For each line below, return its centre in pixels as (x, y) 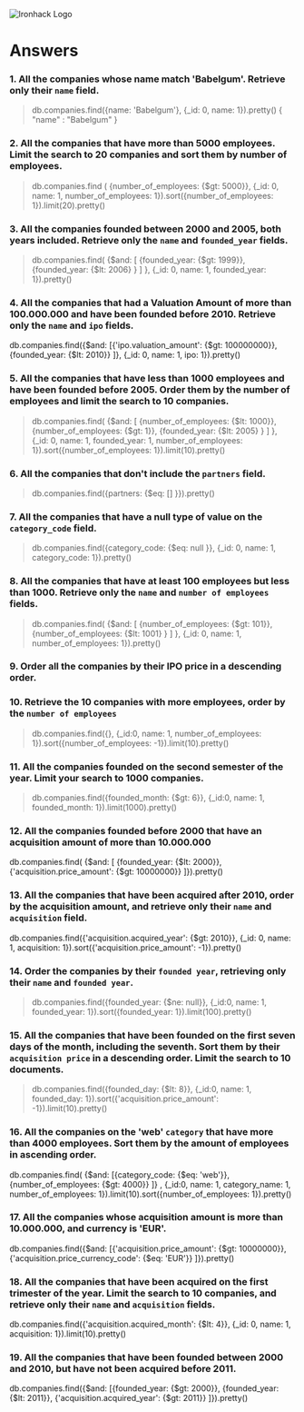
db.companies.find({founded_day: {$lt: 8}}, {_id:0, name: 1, (142, 1089)
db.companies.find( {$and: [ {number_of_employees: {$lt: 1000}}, (154, 421)
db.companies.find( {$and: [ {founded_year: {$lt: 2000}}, (116, 862)
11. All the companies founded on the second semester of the (147, 766)
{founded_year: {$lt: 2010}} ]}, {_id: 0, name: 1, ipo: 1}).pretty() (125, 355)
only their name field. (54, 91)
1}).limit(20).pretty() (69, 205)
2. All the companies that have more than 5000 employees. (142, 144)
